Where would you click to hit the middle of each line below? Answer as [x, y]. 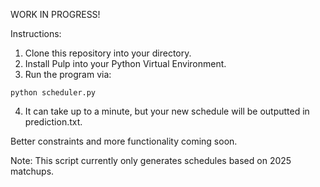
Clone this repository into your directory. [108, 53]
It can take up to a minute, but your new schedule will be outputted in [167, 111]
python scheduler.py [53, 93]
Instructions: [36, 33]
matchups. [32, 171]
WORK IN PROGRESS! [55, 14]
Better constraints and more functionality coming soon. [124, 141]
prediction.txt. [53, 122]
